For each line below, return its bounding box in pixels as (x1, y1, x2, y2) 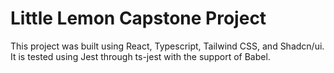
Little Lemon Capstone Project (10, 7, 267, 30)
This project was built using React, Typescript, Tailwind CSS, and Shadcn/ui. (10, 40, 325, 52)
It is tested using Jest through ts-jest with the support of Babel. (10, 50, 271, 62)
